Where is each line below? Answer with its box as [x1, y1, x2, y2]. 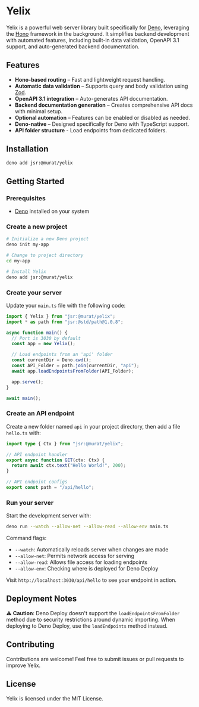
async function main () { [6, 330, 68, 336]
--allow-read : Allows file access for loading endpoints [14, 559, 148, 566]
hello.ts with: [6, 429, 41, 436]
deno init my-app [6, 241, 49, 248]
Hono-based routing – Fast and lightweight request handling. [14, 76, 165, 83]
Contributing [6, 640, 55, 650]
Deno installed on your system [14, 207, 90, 215]
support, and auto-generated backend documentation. [6, 43, 140, 50]
